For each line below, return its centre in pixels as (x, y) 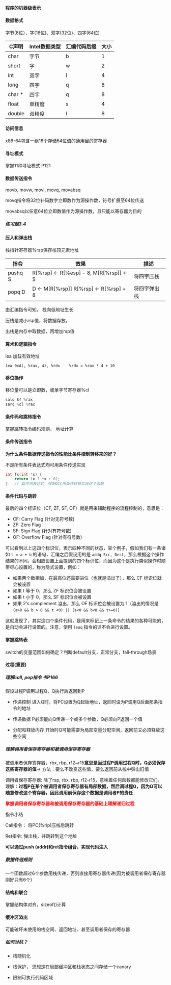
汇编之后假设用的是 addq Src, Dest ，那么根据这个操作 (107, 554)
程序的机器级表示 (23, 8)
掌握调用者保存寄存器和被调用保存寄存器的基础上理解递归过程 (70, 803)
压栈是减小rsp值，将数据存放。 (38, 320)
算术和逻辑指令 (21, 344)
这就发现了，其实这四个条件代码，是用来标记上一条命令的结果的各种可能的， (85, 621)
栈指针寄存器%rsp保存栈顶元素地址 (42, 250)
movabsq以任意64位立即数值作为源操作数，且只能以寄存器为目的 (74, 211)
